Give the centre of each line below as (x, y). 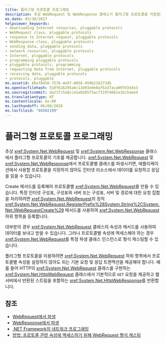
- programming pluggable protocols (42, 60)
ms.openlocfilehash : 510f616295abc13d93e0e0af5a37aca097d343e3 (72, 88)
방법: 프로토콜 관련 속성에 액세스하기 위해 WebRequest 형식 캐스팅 (77, 335)
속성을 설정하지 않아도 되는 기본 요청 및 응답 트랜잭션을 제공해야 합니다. (87, 262)
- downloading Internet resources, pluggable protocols (64, 28)
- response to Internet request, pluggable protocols (62, 38)
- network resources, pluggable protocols (49, 51)
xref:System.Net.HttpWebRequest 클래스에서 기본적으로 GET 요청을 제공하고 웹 (82, 274)
